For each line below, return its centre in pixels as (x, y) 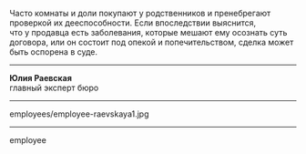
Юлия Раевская (41, 78)
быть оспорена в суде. (54, 52)
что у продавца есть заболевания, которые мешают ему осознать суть (148, 32)
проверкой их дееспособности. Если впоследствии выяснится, (133, 23)
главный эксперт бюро (54, 87)
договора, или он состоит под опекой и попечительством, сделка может (152, 42)
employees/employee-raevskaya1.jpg (79, 114)
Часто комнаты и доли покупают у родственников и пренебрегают (140, 13)
